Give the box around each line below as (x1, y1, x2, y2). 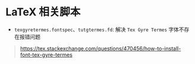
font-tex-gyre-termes (20, 51, 73, 58)
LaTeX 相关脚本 (5, 5, 81, 19)
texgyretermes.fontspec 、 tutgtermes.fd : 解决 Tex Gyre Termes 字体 (14, 26, 179, 33)
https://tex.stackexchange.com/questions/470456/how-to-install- (20, 45, 181, 52)
